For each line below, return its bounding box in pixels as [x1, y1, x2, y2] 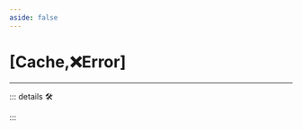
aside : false [9, 13, 58, 22]
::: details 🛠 [9, 91, 54, 101]
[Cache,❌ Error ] [9, 51, 127, 72]
